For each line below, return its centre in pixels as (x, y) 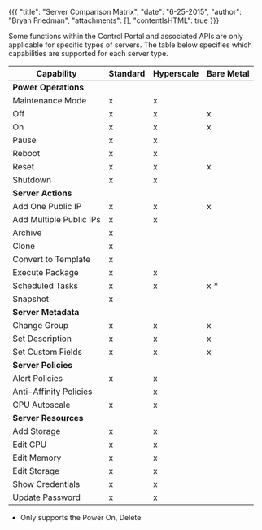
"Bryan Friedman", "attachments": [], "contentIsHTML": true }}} (114, 20)
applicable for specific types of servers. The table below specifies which (130, 45)
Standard (127, 74)
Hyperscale (176, 74)
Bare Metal (228, 74)
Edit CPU (30, 445)
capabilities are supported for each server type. (88, 53)
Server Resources (48, 418)
